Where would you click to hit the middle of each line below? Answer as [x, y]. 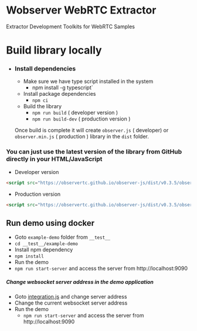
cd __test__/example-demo [46, 244]
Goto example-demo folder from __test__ [62, 237]
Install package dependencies [60, 94]
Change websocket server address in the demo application [80, 282]
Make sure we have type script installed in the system [88, 81]
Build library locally [54, 50]
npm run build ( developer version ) [75, 113]
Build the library [43, 106]
